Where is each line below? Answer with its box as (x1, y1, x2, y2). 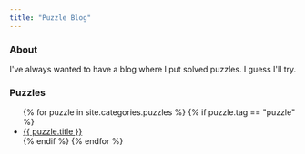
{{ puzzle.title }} (22, 126, 83, 137)
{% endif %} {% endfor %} (22, 136, 124, 147)
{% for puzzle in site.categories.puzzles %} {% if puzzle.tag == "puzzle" (22, 107, 296, 118)
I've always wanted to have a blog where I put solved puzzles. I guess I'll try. (9, 63, 297, 74)
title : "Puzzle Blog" (9, 13, 92, 23)
